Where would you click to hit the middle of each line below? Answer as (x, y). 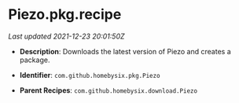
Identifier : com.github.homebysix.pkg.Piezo (90, 75)
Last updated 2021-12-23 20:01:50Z (66, 36)
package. (35, 60)
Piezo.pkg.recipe (65, 15)
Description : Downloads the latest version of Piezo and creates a (125, 51)
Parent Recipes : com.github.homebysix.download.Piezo (108, 90)
